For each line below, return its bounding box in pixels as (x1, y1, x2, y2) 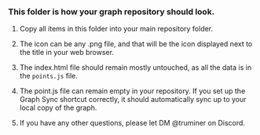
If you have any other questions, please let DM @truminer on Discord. (19, 119, 246, 128)
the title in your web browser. (19, 48, 114, 57)
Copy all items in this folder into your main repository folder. (19, 24, 214, 34)
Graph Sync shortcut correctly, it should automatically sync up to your (19, 95, 247, 104)
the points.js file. (19, 71, 79, 81)
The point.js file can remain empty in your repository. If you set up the (19, 86, 246, 96)
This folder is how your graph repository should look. (8, 6, 215, 17)
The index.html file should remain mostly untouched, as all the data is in (19, 63, 252, 72)
